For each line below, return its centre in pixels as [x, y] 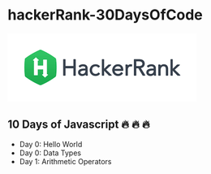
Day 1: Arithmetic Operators [65, 161]
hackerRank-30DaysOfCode [105, 15]
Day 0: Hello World [51, 144]
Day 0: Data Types [50, 153]
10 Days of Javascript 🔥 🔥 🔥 [79, 125]
